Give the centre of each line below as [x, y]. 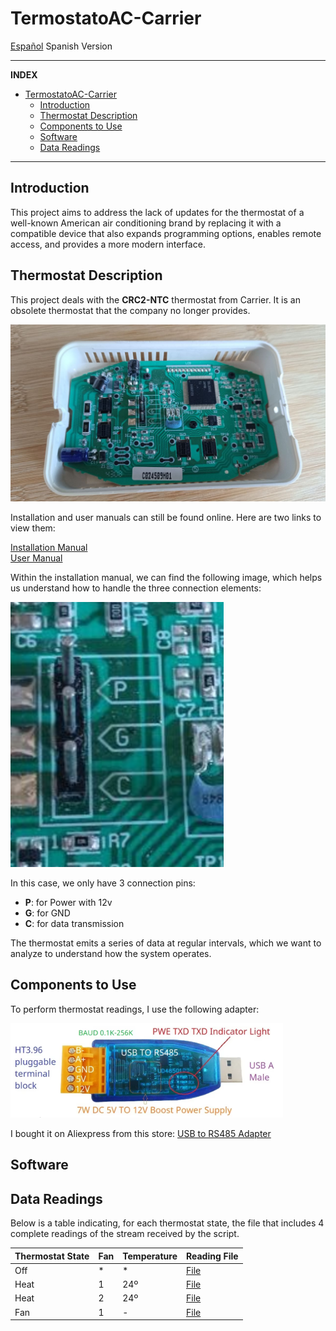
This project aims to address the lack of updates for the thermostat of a [157, 212]
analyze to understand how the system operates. [111, 954]
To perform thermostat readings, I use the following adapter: [135, 1009]
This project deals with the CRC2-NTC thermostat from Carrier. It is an [155, 299]
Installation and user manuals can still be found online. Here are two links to [166, 518]
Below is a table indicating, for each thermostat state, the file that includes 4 [167, 1223]
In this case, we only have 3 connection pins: [103, 883]
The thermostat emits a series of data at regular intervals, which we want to [166, 943]
